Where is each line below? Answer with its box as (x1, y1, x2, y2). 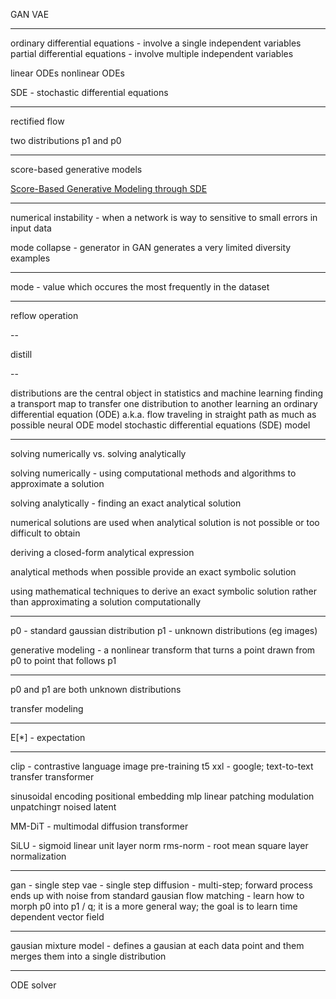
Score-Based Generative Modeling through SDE (10, 183, 208, 194)
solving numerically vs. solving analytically (10, 448, 187, 459)
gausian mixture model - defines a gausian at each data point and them (10, 940, 305, 951)
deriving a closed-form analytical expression (10, 547, 195, 558)
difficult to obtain (10, 527, 81, 539)
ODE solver (10, 979, 57, 991)
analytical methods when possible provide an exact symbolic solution (10, 566, 297, 578)
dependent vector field (10, 911, 105, 923)
